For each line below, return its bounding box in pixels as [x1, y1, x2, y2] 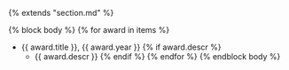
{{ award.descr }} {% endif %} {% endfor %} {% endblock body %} [34, 51, 281, 61]
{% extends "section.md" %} [8, 8, 114, 18]
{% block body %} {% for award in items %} [8, 25, 170, 35]
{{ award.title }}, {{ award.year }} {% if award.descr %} [20, 42, 223, 52]
